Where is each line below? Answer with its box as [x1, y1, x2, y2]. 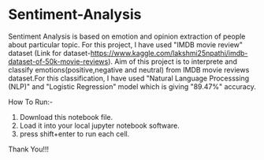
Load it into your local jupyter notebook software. [19, 121, 180, 130]
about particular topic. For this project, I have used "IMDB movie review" [8, 39, 243, 49]
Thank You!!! [8, 144, 50, 154]
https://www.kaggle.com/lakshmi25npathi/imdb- [90, 48, 248, 58]
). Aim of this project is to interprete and [107, 57, 238, 66]
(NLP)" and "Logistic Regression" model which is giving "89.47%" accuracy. [8, 81, 256, 91]
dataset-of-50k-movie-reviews [8, 57, 109, 66]
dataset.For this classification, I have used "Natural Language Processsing [8, 73, 250, 83]
